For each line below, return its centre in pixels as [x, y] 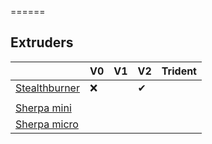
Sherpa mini [43, 108]
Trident [179, 71]
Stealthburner [47, 88]
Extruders [42, 42]
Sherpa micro [47, 124]
